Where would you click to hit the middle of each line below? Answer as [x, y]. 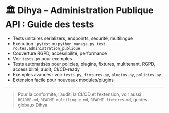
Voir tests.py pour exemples [42, 58]
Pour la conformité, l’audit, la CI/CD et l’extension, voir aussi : [81, 94]
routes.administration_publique [46, 48]
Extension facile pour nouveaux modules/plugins [63, 80]
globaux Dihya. [33, 105]
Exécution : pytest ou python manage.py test [59, 43]
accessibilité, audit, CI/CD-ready [46, 69]
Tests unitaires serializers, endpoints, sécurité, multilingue [73, 38]
